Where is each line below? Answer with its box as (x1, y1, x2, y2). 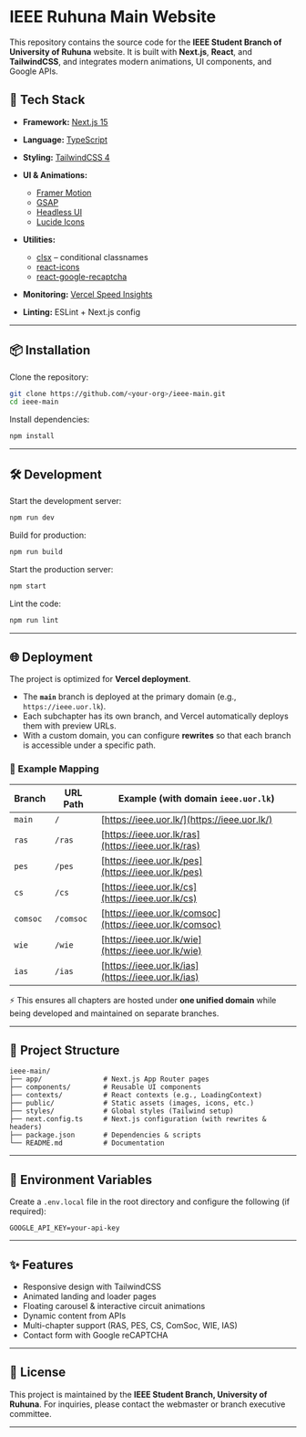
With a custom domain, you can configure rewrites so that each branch (22, 730, 291, 741)
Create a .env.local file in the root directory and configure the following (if (9, 1196, 290, 1207)
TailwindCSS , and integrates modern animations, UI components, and (9, 56, 272, 67)
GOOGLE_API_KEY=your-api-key (9, 1223, 120, 1233)
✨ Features (9, 1257, 74, 1273)
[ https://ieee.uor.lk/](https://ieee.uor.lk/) (100, 813, 273, 825)
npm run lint (9, 615, 59, 624)
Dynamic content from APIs (22, 1310, 127, 1321)
